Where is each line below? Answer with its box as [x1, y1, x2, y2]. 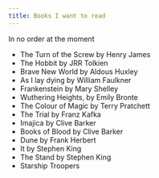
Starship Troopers [19, 160, 80, 170]
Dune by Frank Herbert [19, 135, 96, 145]
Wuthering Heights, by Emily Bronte [19, 92, 139, 101]
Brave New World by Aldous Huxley [19, 66, 138, 77]
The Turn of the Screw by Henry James [19, 49, 151, 59]
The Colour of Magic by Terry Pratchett [19, 101, 151, 110]
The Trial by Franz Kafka [19, 110, 102, 119]
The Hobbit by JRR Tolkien [19, 58, 108, 68]
